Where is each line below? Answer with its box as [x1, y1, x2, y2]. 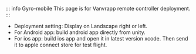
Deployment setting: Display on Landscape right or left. [13, 23, 148, 29]
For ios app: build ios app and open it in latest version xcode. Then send [13, 35, 188, 42]
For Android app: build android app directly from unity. [13, 29, 146, 36]
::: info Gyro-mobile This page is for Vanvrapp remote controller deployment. [5, 5, 191, 12]
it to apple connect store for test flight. [13, 41, 107, 48]
